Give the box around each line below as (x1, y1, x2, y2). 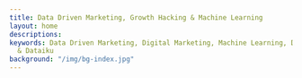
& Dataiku (17, 47, 54, 56)
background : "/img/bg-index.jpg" (9, 55, 135, 64)
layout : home (9, 22, 58, 30)
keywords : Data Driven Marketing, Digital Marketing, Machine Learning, (9, 38, 288, 48)
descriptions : (9, 30, 63, 39)
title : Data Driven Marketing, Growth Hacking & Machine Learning (9, 13, 263, 22)
